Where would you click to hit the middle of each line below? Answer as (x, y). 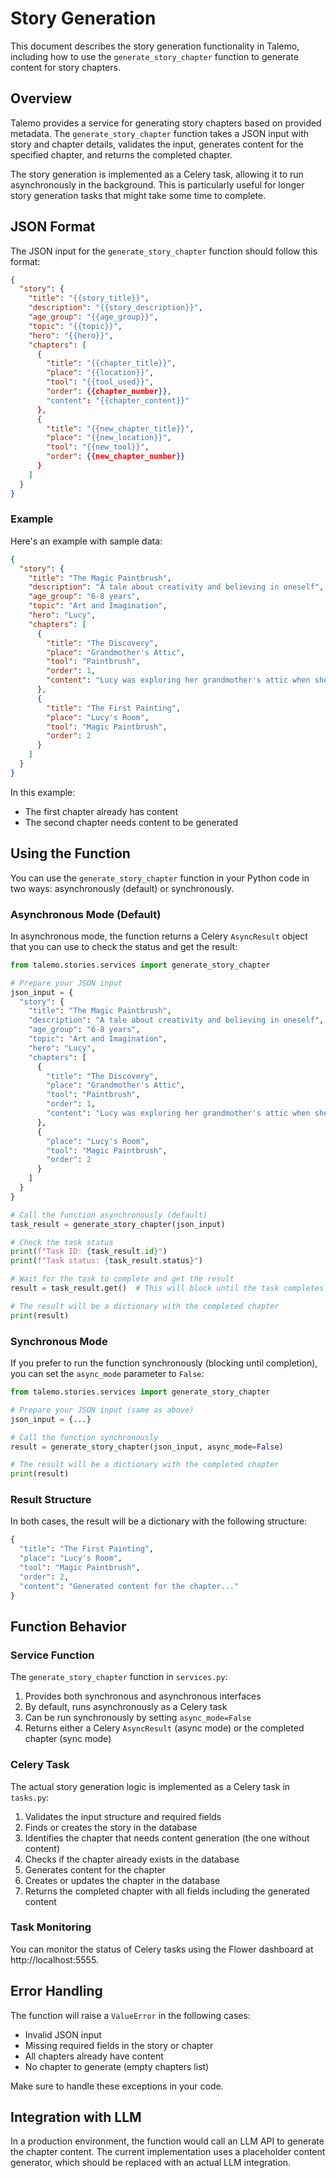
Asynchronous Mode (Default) (86, 914)
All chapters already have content (94, 2056)
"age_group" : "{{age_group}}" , (93, 317)
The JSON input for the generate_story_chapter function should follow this (164, 251)
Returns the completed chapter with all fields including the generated (167, 1891)
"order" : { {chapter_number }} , (109, 392)
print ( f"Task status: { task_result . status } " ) (106, 1261)
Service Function (52, 1655)
